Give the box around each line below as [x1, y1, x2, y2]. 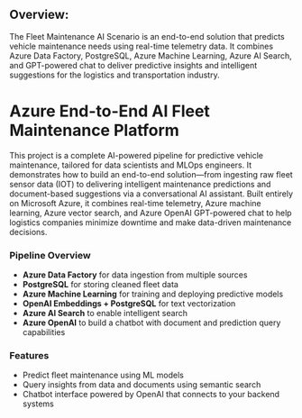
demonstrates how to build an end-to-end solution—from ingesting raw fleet [9, 168, 293, 179]
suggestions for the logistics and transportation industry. [9, 69, 220, 80]
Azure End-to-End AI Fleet [9, 101, 210, 121]
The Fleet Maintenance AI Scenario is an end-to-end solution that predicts [9, 31, 286, 41]
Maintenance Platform [9, 121, 180, 141]
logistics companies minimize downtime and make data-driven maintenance [9, 216, 292, 228]
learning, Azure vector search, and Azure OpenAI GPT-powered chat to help [9, 207, 292, 218]
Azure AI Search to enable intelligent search [22, 308, 188, 319]
